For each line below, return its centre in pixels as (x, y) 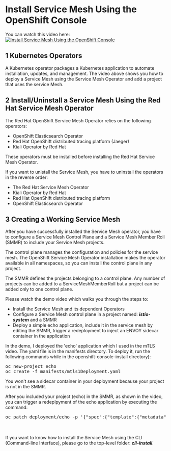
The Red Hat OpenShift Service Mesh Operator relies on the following (78, 120)
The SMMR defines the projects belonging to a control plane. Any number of (85, 278)
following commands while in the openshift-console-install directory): (78, 357)
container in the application (41, 336)
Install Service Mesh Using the (71, 9)
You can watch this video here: (38, 34)
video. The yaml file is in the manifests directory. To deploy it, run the (78, 351)
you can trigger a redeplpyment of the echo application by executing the (81, 402)
